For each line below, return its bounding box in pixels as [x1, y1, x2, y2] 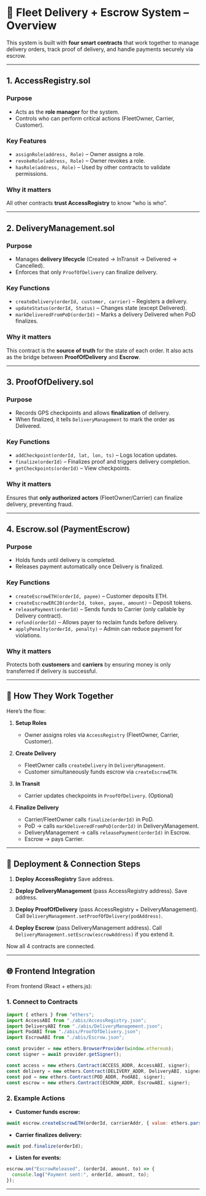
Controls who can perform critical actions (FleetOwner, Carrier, [15, 114, 175, 122]
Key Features [6, 137, 47, 145]
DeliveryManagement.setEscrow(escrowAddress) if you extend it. [15, 930, 175, 938]
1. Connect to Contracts [6, 997, 78, 1006]
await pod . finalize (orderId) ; [6, 1143, 84, 1149]
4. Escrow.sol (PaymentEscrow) [6, 524, 131, 534]
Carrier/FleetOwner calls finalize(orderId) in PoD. [24, 815, 154, 823]
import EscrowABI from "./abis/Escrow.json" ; [6, 1034, 124, 1041]
